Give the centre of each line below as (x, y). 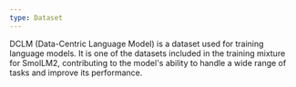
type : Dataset (36, 18)
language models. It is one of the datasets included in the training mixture (148, 53)
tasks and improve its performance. (76, 72)
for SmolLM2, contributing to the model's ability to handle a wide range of (148, 63)
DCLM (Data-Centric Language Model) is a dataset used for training (137, 43)
